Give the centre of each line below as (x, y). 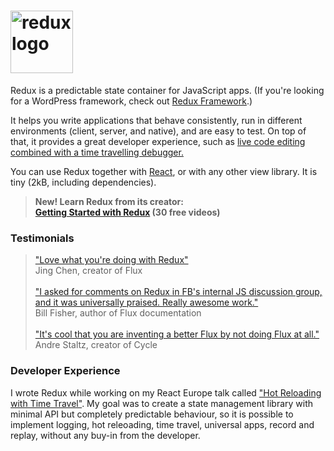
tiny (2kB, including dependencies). (83, 182)
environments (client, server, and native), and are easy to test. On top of (158, 131)
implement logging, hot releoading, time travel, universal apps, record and (162, 424)
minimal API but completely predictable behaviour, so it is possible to (152, 414)
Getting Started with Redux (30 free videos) (127, 212)
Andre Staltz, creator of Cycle (96, 345)
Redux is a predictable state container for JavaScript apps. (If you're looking (167, 90)
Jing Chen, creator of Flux (88, 271)
